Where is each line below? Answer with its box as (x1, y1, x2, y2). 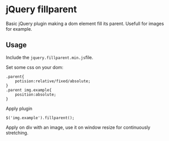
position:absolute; (15, 92, 57, 97)
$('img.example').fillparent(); (6, 115, 75, 121)
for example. (6, 26, 33, 32)
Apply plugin (6, 105, 33, 111)
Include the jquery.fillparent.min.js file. (6, 54, 93, 60)
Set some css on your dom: (6, 64, 63, 70)
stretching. (6, 129, 29, 136)
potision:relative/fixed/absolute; (15, 78, 91, 84)
